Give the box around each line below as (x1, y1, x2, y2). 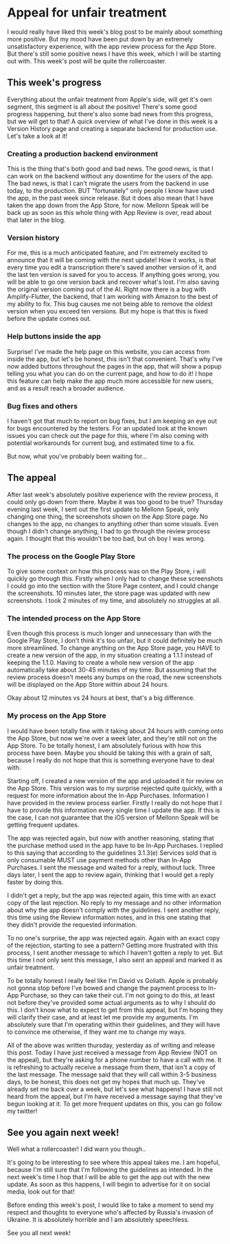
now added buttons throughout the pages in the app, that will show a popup (7, 362, 222, 370)
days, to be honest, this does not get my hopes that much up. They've (7, 1077, 205, 1086)
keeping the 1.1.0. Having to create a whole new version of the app (7, 659, 194, 667)
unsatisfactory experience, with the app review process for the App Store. (7, 42, 216, 50)
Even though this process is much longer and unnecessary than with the (7, 629, 211, 638)
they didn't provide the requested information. (7, 920, 137, 929)
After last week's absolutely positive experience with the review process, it (7, 490, 218, 499)
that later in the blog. (7, 216, 66, 225)
